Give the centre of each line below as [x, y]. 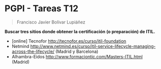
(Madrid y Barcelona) [77, 51]
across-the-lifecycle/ [33, 51]
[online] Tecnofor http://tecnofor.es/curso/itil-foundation [69, 41]
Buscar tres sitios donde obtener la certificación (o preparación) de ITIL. [80, 31]
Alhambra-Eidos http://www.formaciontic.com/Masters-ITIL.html [77, 56]
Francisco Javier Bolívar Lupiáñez [51, 22]
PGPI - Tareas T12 [42, 9]
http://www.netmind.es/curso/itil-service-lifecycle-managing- [93, 46]
